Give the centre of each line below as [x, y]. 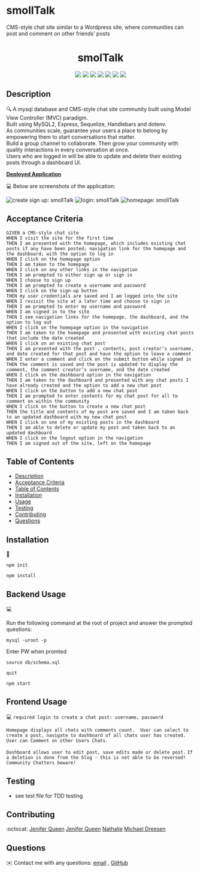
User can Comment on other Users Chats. [57, 740]
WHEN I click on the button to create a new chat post [76, 407]
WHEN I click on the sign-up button [52, 290]
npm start [19, 683]
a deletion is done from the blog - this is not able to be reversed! [96, 757]
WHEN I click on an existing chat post [56, 343]
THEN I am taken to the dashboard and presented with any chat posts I [97, 380]
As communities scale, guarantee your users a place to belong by [87, 130]
